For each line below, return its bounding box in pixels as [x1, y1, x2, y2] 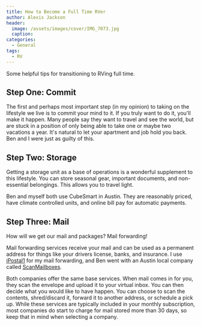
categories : [6, 37, 36, 43]
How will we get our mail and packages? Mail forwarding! [6, 232, 148, 240]
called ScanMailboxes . [6, 264, 62, 271]
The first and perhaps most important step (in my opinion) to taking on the [6, 103, 190, 110]
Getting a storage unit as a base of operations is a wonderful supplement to [6, 169, 193, 176]
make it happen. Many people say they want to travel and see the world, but [6, 116, 194, 123]
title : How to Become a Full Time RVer [6, 8, 106, 15]
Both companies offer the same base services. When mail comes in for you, [6, 275, 194, 282]
